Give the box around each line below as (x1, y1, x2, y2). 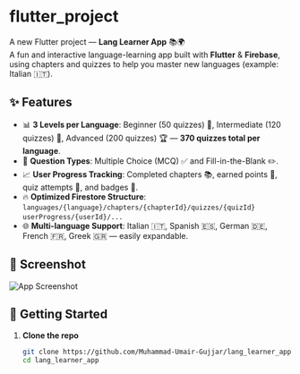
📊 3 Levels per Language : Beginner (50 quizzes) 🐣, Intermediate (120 (21, 119, 282, 130)
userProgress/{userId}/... (21, 212, 124, 221)
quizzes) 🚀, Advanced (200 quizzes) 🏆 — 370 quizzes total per (21, 132, 261, 143)
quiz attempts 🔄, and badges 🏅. (21, 182, 139, 192)
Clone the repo (21, 330, 79, 341)
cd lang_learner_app (21, 356, 99, 365)
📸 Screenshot (9, 257, 87, 272)
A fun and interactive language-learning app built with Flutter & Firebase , (9, 49, 280, 60)
